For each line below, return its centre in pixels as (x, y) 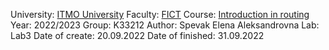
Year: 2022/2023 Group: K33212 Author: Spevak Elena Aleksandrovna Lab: (165, 25)
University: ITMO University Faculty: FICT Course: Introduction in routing (160, 14)
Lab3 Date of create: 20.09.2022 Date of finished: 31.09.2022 (137, 35)
